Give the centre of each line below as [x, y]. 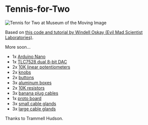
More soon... [18, 47]
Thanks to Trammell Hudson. [34, 118]
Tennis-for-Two [37, 9]
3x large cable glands [34, 109]
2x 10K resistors [28, 88]
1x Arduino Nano [29, 56]
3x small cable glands [34, 103]
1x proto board [27, 98]
